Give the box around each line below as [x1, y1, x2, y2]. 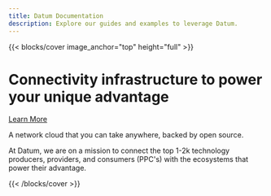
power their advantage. [8, 163, 87, 173]
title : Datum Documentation [8, 11, 104, 20]
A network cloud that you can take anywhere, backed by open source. [8, 130, 244, 140]
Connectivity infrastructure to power [8, 70, 263, 89]
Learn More [8, 115, 48, 124]
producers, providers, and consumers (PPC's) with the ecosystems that [8, 155, 249, 164]
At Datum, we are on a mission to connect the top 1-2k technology [8, 146, 230, 155]
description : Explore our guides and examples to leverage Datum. [8, 20, 238, 28]
